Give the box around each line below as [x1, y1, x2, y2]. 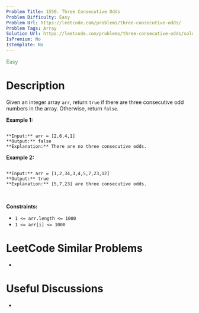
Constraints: [6, 203, 38, 210]
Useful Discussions [6, 282, 104, 295]
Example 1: [6, 116, 34, 124]
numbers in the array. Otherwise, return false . [6, 105, 119, 112]
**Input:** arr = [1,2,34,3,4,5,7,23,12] [6, 170, 110, 176]
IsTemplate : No [6, 42, 44, 48]
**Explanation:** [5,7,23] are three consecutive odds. [6, 181, 147, 187]
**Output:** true [6, 176, 49, 182]
